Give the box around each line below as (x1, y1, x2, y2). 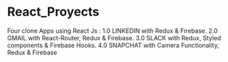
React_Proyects (7, 4, 100, 20)
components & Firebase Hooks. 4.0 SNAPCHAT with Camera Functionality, (7, 41, 220, 49)
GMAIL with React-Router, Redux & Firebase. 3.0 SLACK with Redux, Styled (7, 33, 221, 42)
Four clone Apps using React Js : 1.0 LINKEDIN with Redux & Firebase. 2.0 (7, 27, 218, 35)
